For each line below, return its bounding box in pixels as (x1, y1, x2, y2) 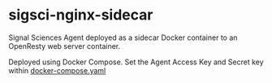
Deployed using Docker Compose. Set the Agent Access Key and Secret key (8, 57, 264, 67)
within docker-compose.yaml (8, 65, 106, 75)
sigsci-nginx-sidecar (8, 6, 153, 24)
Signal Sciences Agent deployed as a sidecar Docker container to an (8, 33, 238, 42)
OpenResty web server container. (8, 41, 121, 50)
